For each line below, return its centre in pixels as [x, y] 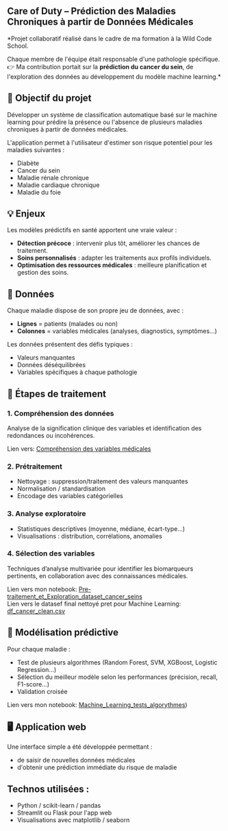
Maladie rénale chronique [53, 177]
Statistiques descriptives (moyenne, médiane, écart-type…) [101, 529]
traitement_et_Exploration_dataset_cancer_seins [75, 596]
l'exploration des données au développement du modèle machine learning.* [114, 76]
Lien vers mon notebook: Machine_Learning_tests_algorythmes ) [97, 704]
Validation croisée [42, 691]
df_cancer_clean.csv [36, 611]
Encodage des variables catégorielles [70, 496]
